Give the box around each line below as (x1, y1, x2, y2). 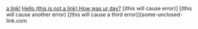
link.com (6, 17, 27, 24)
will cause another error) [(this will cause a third (6, 11, 123, 18)
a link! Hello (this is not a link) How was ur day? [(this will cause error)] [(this (6, 5, 193, 12)
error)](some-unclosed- (124, 11, 183, 18)
